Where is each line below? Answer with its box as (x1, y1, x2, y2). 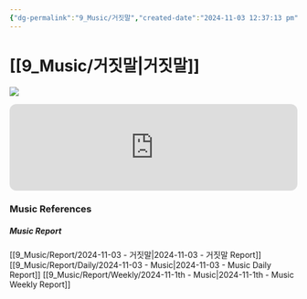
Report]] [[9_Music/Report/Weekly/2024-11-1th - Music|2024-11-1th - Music (9, 270, 294, 281)
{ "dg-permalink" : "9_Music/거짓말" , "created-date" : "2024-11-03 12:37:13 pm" (9, 13, 299, 23)
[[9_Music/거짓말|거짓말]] (9, 56, 200, 76)
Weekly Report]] (9, 279, 71, 290)
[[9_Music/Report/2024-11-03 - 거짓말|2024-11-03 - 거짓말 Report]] (9, 250, 262, 261)
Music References (9, 202, 92, 215)
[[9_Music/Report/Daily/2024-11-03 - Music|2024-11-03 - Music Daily (9, 260, 272, 271)
